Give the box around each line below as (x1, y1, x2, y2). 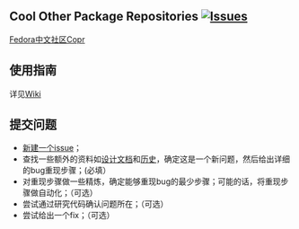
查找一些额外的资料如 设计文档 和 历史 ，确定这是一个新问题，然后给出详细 (22, 154, 290, 164)
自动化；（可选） (38, 188, 98, 198)
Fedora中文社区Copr (9, 33, 85, 45)
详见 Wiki (9, 88, 42, 99)
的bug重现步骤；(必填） (22, 165, 111, 176)
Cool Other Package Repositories (9, 9, 199, 24)
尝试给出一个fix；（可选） (22, 210, 115, 221)
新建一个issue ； (22, 143, 83, 154)
